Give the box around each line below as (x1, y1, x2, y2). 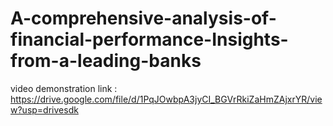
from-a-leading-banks (10, 50, 202, 72)
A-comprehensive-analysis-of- (10, 7, 277, 30)
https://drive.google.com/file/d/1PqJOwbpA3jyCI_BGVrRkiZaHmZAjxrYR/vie (10, 93, 323, 105)
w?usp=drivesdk (10, 103, 79, 116)
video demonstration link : (10, 82, 118, 94)
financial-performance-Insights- (10, 28, 289, 51)
